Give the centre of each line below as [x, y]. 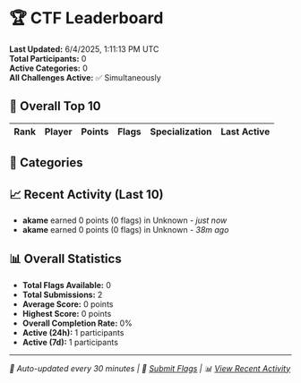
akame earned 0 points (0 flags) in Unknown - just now [125, 220]
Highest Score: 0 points [67, 313]
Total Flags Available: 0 [67, 285]
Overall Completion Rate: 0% [77, 323]
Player [59, 132]
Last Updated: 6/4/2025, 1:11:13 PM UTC [84, 49]
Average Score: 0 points [68, 304]
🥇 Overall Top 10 [55, 106]
